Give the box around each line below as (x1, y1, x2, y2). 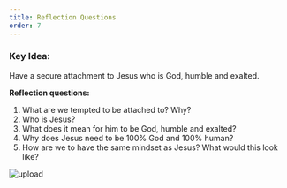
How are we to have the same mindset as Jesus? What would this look (21, 142, 278, 153)
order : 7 (9, 21, 42, 30)
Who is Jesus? (21, 114, 76, 124)
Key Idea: (9, 50, 51, 63)
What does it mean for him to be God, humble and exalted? (21, 123, 237, 133)
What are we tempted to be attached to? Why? (21, 104, 192, 115)
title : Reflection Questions (9, 12, 117, 22)
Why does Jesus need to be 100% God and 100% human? (21, 132, 234, 143)
